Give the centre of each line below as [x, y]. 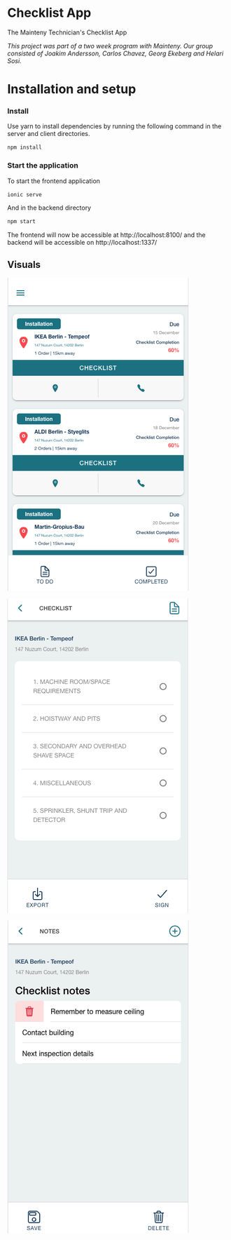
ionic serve [24, 194]
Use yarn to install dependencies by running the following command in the [114, 126]
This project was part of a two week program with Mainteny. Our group [110, 46]
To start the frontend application [54, 181]
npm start [22, 222]
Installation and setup [72, 89]
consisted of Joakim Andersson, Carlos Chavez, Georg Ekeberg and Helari [115, 53]
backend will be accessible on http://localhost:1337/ [82, 243]
